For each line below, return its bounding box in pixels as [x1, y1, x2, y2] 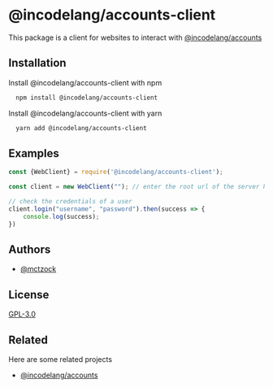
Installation [8, 56, 67, 70]
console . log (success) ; [23, 212, 100, 220]
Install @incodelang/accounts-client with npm [8, 77, 162, 87]
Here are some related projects [8, 355, 112, 364]
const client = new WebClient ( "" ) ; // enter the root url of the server [8, 183, 260, 191]
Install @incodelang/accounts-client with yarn [8, 108, 162, 118]
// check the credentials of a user [8, 198, 132, 206]
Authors [8, 242, 51, 256]
